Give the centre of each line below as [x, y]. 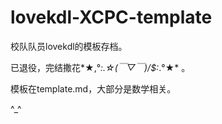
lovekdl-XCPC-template [111, 17]
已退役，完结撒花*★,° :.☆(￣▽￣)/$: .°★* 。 [100, 67]
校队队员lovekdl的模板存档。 [69, 46]
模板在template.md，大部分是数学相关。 [93, 88]
